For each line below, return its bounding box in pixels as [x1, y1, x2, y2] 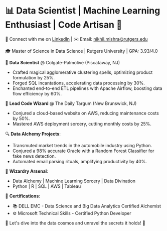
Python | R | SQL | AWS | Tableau [12, 183, 81, 189]
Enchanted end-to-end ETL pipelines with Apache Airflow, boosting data [12, 85, 162, 91]
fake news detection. [12, 153, 56, 159]
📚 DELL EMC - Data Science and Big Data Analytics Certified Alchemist [12, 203, 161, 209]
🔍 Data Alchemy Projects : [5, 131, 61, 137]
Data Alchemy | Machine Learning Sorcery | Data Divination [12, 178, 136, 184]
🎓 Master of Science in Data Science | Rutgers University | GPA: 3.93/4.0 [5, 48, 158, 54]
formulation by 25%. [12, 74, 55, 80]
